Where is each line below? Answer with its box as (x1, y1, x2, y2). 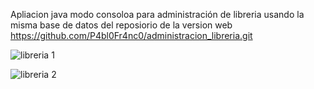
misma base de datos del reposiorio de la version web (10, 19, 233, 31)
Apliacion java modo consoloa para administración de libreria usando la (10, 9, 305, 20)
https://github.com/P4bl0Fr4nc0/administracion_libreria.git (10, 30, 253, 41)
